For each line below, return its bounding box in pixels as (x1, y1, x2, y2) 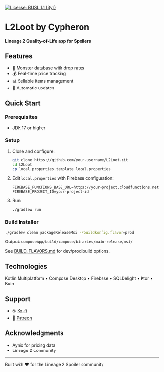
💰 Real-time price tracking (12, 70, 66, 76)
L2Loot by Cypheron (5, 22, 89, 33)
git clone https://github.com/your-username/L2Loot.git (12, 157, 128, 162)
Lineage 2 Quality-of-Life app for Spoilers (5, 38, 91, 44)
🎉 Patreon (12, 315, 33, 321)
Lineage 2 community (12, 347, 56, 353)
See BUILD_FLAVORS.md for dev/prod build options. (5, 248, 110, 254)
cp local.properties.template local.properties (12, 167, 111, 172)
